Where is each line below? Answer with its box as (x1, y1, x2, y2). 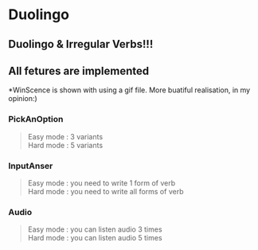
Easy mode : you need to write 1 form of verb (27, 178, 176, 188)
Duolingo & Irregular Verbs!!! (8, 37, 154, 51)
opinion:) (8, 94, 37, 104)
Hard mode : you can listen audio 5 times (27, 233, 162, 243)
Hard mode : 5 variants (27, 140, 104, 150)
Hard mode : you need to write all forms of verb (27, 186, 184, 196)
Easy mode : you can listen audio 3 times (27, 225, 162, 234)
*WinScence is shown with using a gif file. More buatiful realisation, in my (8, 85, 251, 95)
